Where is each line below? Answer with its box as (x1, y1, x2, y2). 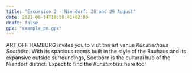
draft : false (6, 20, 38, 26)
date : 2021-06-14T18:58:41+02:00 (6, 14, 89, 20)
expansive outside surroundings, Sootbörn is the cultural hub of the (6, 54, 171, 61)
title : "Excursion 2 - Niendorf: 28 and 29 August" (6, 8, 136, 15)
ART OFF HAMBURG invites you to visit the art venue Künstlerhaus (6, 42, 168, 49)
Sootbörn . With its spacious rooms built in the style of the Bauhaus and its (6, 48, 186, 55)
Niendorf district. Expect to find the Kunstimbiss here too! (6, 61, 147, 68)
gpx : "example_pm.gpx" (6, 25, 62, 31)
